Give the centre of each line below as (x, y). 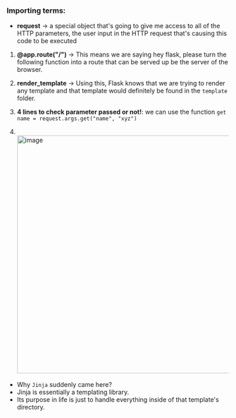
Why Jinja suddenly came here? (64, 385)
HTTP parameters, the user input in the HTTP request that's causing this (122, 33)
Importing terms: (36, 11)
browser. (30, 70)
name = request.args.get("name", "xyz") (77, 119)
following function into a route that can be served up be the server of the (122, 62)
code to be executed (47, 41)
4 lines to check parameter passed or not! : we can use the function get (122, 112)
